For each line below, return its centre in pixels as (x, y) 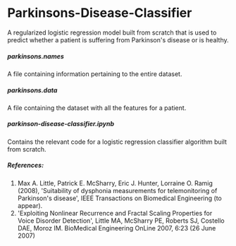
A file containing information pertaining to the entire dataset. (95, 74)
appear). (30, 205)
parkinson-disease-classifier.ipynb (61, 124)
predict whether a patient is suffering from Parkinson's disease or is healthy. (118, 39)
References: (26, 165)
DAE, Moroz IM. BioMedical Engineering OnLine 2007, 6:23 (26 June (117, 228)
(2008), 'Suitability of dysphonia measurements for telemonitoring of (117, 190)
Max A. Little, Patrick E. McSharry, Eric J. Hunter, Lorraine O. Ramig (115, 183)
